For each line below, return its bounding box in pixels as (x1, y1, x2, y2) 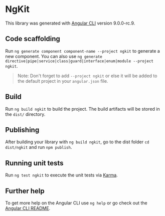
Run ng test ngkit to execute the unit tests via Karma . (5, 172, 118, 178)
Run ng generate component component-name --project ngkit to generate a (5, 48, 160, 54)
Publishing (5, 125, 40, 134)
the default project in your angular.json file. (17, 78, 108, 84)
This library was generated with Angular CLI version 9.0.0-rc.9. (5, 20, 135, 26)
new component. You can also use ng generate (5, 53, 103, 59)
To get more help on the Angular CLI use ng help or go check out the (5, 200, 147, 206)
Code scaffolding (5, 35, 60, 43)
